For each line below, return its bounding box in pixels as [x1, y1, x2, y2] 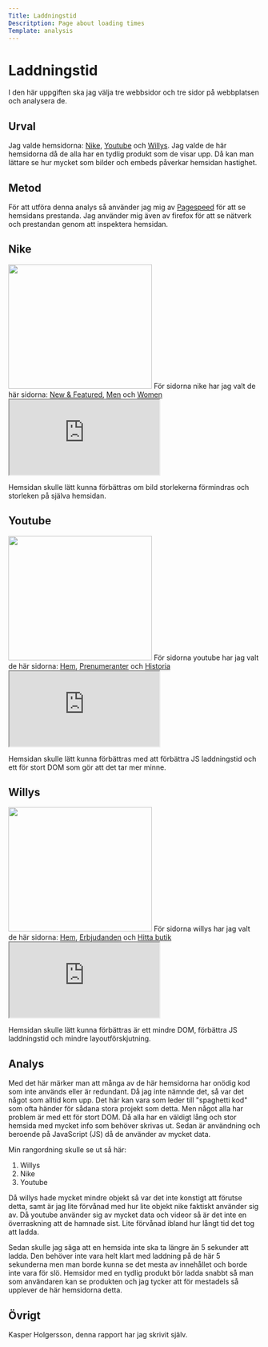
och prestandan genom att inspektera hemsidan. [8, 219, 169, 229]
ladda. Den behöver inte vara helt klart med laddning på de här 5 [8, 1252, 221, 1261]
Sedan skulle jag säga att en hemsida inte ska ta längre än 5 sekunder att [8, 1243, 250, 1252]
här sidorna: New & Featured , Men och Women [8, 390, 162, 399]
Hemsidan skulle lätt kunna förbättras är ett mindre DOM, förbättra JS [8, 1025, 238, 1035]
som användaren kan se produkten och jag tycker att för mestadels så [8, 1276, 239, 1287]
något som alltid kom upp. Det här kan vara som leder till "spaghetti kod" [8, 1095, 248, 1105]
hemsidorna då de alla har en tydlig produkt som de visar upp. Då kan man [8, 149, 254, 159]
